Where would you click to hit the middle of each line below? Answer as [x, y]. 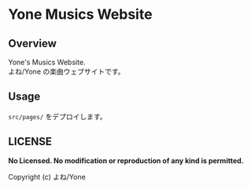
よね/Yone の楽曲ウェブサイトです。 [66, 71]
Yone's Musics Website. [47, 62]
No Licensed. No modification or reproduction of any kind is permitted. [126, 160]
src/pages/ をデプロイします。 [58, 116]
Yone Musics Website [80, 15]
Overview [33, 44]
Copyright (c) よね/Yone [47, 176]
